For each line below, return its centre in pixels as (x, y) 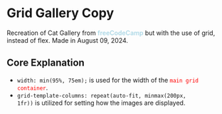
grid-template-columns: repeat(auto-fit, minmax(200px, (101, 95)
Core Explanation (46, 63)
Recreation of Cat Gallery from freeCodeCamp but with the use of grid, (111, 33)
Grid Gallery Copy (60, 13)
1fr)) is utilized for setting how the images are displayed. (101, 103)
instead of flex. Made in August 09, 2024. (68, 40)
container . (32, 88)
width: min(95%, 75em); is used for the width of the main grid (107, 80)
